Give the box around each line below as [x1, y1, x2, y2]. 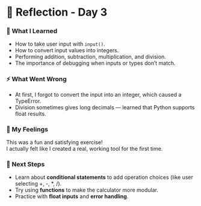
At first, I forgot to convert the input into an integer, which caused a [14, 91, 182, 98]
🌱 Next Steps [6, 160, 45, 168]
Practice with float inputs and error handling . [14, 193, 129, 200]
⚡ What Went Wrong [6, 75, 67, 83]
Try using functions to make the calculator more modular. [14, 186, 158, 194]
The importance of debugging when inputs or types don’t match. [14, 59, 176, 67]
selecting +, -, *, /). [14, 180, 62, 187]
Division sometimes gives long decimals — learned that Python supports [14, 103, 195, 111]
